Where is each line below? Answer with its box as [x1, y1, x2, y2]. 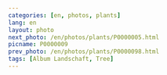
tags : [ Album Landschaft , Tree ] [8, 55, 114, 63]
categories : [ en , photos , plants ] [8, 11, 122, 20]
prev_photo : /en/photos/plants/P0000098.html [8, 48, 159, 55]
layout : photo [8, 26, 55, 34]
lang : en [8, 19, 37, 27]
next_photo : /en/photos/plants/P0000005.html [8, 33, 159, 41]
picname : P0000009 [8, 41, 68, 48]
